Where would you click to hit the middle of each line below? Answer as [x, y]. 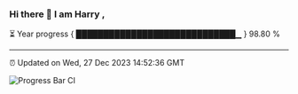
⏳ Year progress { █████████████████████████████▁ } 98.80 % [145, 34]
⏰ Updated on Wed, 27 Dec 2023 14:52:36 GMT [97, 63]
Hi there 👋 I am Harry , [57, 14]
